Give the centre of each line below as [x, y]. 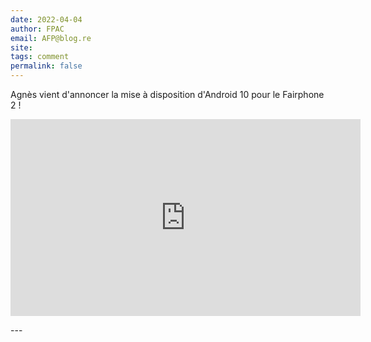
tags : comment [40, 57]
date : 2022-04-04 [46, 19]
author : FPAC [37, 29]
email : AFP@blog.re [51, 38]
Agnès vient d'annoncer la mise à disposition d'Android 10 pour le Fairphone [167, 94]
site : [21, 47]
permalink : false [46, 66]
